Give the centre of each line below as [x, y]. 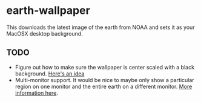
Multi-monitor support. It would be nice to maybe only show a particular [105, 80]
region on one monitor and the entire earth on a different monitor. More [104, 86]
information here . [37, 93]
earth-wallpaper [48, 11]
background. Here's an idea [50, 74]
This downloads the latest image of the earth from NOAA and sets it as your [100, 27]
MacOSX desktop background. [44, 33]
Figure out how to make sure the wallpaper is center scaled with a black [105, 67]
